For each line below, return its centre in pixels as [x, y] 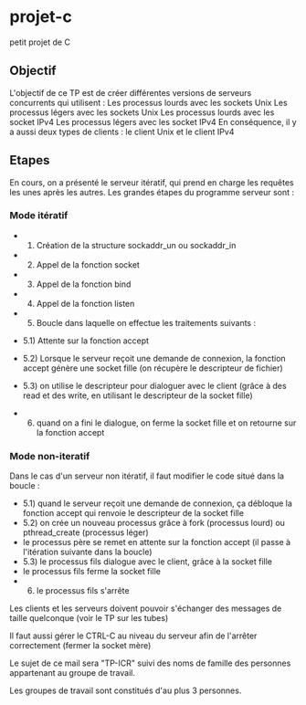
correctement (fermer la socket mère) [80, 646]
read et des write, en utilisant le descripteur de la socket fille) [137, 395]
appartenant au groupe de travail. [72, 673]
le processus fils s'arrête [83, 591]
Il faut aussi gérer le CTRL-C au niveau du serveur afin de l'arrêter [133, 636]
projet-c [41, 17]
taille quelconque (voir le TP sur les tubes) [89, 618]
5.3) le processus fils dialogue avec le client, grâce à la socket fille [147, 562]
